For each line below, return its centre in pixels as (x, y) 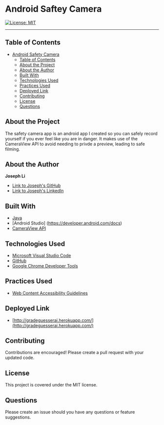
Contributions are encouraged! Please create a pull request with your (74, 353)
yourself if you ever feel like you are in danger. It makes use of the (72, 138)
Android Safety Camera (36, 54)
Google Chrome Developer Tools (45, 266)
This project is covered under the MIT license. (51, 385)
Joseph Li (15, 176)
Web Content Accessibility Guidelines (50, 293)
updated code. (20, 358)
